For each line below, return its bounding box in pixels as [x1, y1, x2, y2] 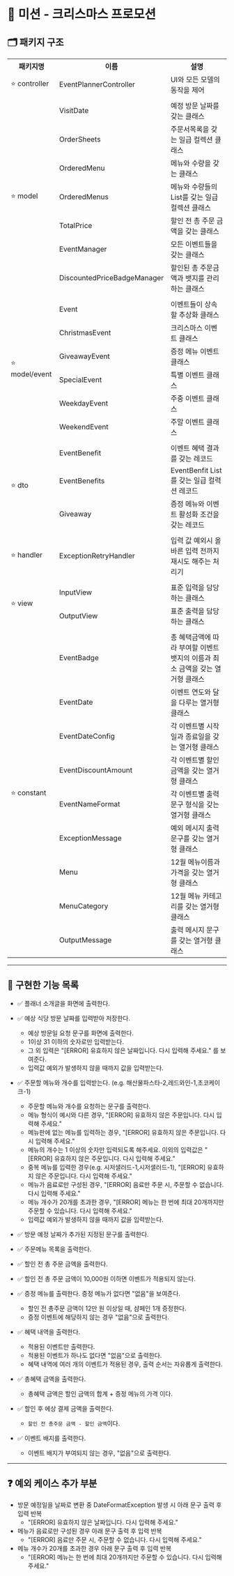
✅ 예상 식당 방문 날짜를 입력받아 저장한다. [17, 1013, 131, 1022]
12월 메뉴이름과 [170, 857, 221, 866]
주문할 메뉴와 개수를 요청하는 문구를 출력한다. [27, 1102, 151, 1110]
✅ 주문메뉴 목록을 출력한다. [17, 1245, 92, 1253]
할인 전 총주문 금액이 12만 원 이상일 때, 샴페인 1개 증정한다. [27, 1304, 187, 1313]
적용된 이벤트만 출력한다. [27, 1342, 95, 1351]
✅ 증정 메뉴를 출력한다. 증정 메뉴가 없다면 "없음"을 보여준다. [17, 1289, 181, 1297]
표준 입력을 [170, 583, 205, 592]
